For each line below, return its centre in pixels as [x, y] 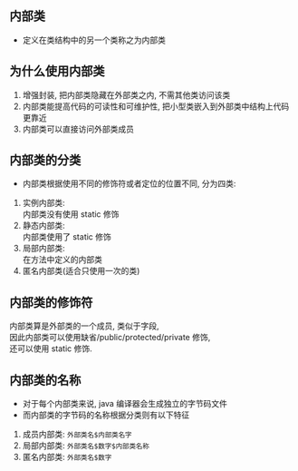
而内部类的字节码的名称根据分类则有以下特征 [106, 415]
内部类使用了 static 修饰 [67, 237]
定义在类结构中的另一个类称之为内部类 [94, 40]
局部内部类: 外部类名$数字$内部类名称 [86, 446]
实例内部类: [43, 203]
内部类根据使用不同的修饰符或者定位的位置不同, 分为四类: [129, 183]
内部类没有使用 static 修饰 [71, 214]
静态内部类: [43, 226]
